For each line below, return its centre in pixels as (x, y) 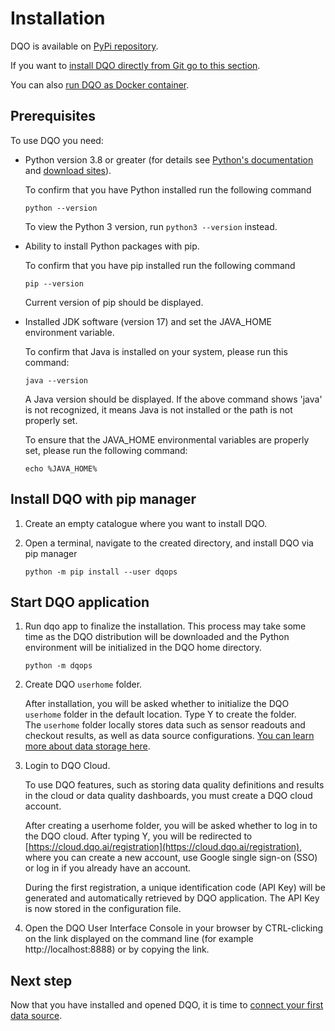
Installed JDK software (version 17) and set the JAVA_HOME (148, 321)
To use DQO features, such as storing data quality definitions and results (174, 785)
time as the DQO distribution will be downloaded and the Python (157, 637)
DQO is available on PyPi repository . (84, 46)
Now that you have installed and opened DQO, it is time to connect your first (167, 1005)
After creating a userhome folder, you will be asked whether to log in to (171, 826)
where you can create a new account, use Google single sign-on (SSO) (171, 858)
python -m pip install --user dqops (101, 572)
